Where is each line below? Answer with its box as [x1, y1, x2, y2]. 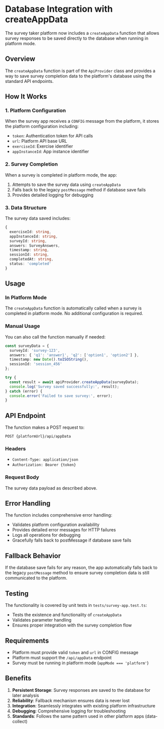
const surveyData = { [5, 343, 49, 348]
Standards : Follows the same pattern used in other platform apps [12, 713, 144, 719]
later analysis [12, 692, 39, 698]
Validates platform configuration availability [12, 521, 99, 528]
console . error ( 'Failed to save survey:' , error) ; [9, 393, 113, 398]
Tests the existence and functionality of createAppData [12, 612, 122, 618]
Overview [5, 55, 36, 63]
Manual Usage [5, 323, 40, 330]
